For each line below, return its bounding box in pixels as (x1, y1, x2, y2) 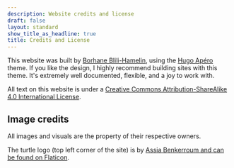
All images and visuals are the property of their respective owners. (7, 132, 201, 140)
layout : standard (7, 23, 59, 30)
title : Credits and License (7, 37, 90, 44)
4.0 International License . (7, 93, 81, 101)
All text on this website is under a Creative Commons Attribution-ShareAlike (7, 85, 228, 94)
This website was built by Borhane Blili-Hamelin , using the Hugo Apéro (7, 56, 213, 65)
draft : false (7, 17, 46, 24)
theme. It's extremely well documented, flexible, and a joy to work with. (7, 72, 215, 80)
